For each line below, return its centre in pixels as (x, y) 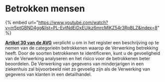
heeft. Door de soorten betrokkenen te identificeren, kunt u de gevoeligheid (83, 53)
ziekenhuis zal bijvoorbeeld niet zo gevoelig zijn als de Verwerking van (78, 69)
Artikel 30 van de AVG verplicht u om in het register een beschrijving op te (82, 42)
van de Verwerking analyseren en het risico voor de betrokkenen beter (78, 58)
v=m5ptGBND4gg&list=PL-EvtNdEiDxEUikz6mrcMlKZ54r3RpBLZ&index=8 (82, 27)
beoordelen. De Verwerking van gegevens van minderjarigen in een (75, 64)
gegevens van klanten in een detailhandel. (49, 74)
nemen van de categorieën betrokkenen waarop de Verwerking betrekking (82, 48)
